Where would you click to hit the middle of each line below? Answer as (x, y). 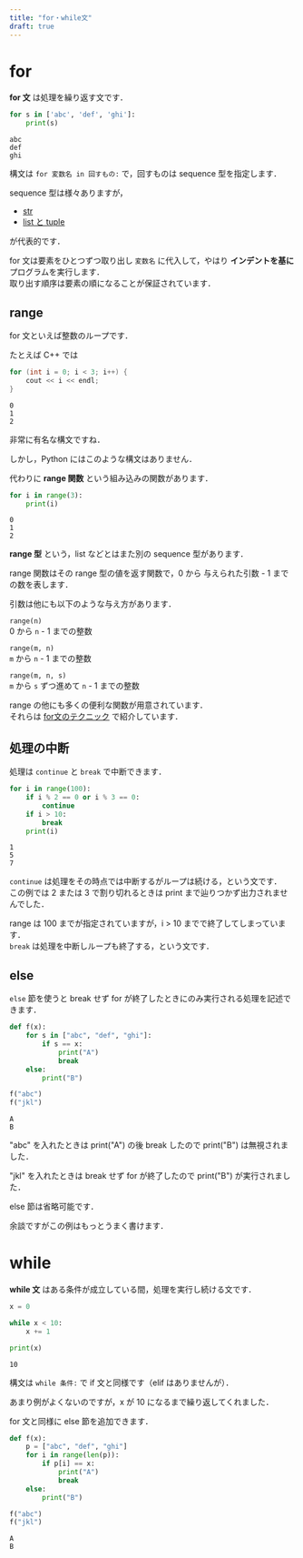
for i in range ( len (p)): (73, 1455)
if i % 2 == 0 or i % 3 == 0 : (83, 798)
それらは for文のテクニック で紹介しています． (96, 717)
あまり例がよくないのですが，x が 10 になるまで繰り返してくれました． (142, 1402)
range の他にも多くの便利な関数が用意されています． (109, 705)
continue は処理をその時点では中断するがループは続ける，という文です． (146, 881)
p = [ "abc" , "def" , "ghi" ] (77, 1447)
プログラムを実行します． (57, 272)
